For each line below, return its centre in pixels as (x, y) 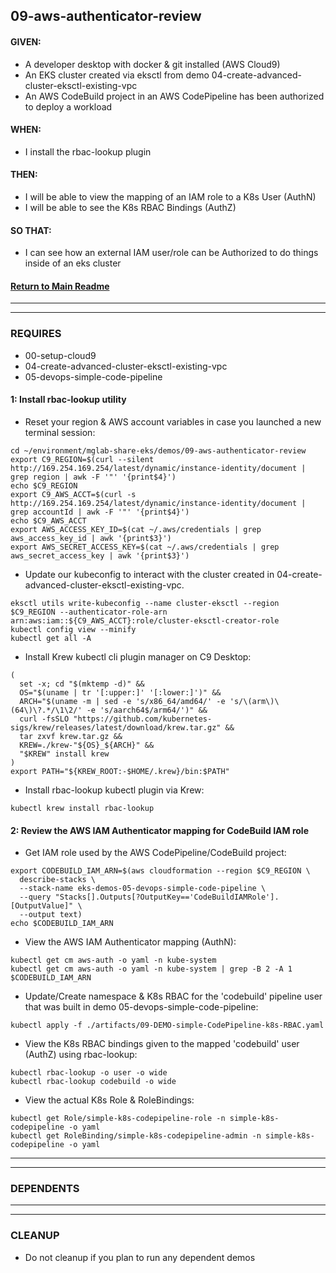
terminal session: (60, 432)
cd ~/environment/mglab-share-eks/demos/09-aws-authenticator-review (158, 450)
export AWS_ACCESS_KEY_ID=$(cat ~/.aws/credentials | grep (136, 529)
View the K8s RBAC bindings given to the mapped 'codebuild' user (162, 1044)
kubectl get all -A (51, 638)
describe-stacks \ (58, 880)
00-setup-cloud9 (60, 355)
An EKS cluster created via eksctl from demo (117, 75)
